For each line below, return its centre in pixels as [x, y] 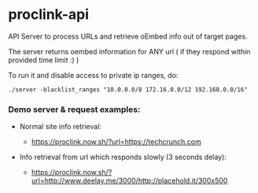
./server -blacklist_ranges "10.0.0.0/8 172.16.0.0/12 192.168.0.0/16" [128, 89]
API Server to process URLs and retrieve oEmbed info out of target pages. [128, 36]
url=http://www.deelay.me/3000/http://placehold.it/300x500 [129, 181]
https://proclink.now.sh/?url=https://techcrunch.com [116, 142]
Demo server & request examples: [74, 109]
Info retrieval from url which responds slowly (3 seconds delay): [123, 157]
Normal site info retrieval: [61, 127]
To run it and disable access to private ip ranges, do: [93, 75]
